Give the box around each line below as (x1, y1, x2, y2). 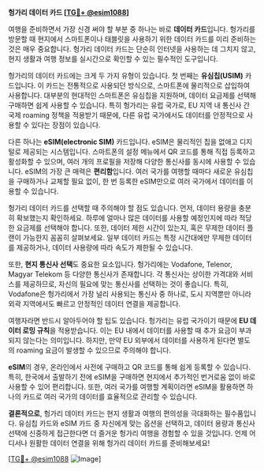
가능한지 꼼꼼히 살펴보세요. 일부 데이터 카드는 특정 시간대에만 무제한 (22, 233, 231, 242)
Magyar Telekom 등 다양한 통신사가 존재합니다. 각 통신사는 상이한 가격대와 (8, 269, 239, 279)
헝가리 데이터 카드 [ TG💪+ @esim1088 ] (8, 8, 130, 17)
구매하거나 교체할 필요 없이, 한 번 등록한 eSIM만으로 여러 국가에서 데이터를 (16, 177, 246, 186)
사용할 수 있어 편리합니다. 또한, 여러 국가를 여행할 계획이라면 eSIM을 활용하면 (8, 382, 246, 391)
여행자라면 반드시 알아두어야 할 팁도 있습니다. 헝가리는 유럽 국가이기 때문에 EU (8, 316, 249, 325)
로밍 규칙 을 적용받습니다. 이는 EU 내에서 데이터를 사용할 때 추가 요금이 (22, 326, 238, 335)
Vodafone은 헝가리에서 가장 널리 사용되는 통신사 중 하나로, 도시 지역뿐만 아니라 (8, 289, 252, 299)
